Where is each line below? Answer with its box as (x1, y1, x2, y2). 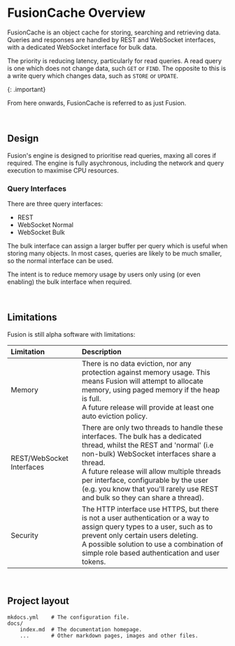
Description (81, 346, 122, 356)
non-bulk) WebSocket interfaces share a (81, 449, 217, 459)
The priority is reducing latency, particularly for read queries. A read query (7, 56, 222, 65)
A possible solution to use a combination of (81, 539, 224, 549)
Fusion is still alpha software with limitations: (7, 330, 136, 338)
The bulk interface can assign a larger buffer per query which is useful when (7, 242, 228, 250)
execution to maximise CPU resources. (7, 166, 119, 175)
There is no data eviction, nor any (81, 358, 192, 368)
